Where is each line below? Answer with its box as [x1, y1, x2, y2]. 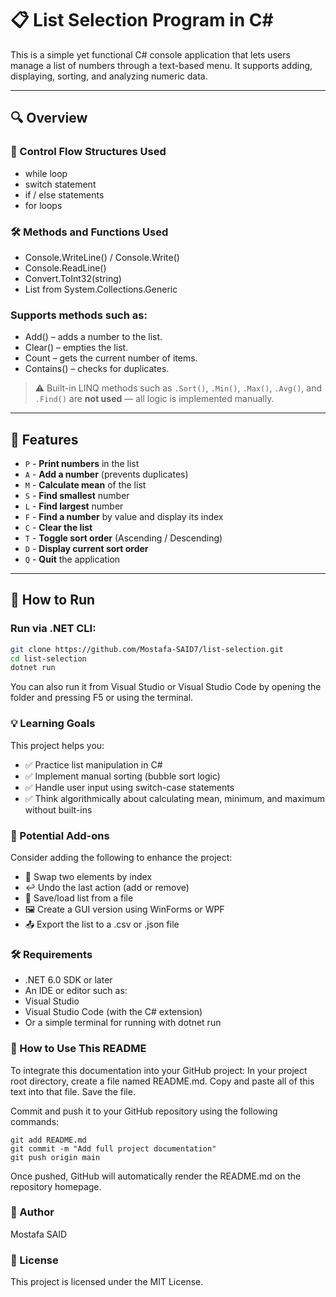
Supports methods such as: [10, 308, 148, 322]
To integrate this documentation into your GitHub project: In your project [10, 1064, 308, 1076]
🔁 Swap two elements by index [24, 870, 153, 882]
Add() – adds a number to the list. [24, 331, 163, 343]
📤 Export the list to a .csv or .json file [24, 918, 180, 930]
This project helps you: [10, 739, 105, 751]
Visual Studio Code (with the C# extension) [24, 1006, 203, 1018]
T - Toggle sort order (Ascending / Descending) [24, 532, 223, 544]
